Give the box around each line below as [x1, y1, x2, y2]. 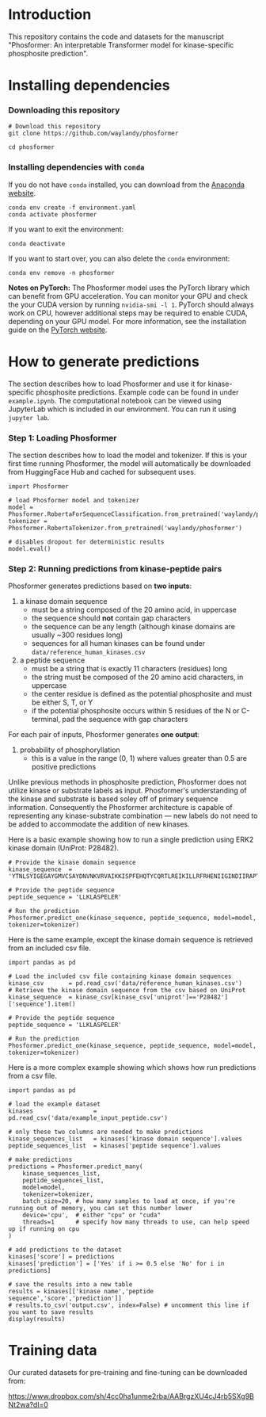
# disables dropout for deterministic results [8, 537, 165, 546]
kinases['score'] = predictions [8, 1253, 115, 1261]
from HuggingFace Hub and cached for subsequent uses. [8, 467, 196, 476]
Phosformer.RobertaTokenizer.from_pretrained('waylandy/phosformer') [8, 524, 243, 532]
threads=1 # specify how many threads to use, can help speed [22, 1218, 249, 1226]
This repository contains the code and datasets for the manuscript [8, 32, 224, 41]
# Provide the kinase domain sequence [8, 858, 136, 867]
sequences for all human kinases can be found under [31, 639, 206, 648]
